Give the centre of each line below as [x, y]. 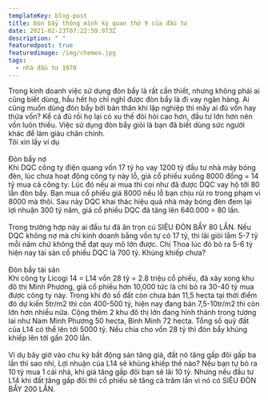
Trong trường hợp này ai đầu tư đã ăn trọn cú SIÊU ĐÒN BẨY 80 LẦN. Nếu [130, 227]
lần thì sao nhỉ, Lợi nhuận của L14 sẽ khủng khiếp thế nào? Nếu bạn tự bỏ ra [133, 363]
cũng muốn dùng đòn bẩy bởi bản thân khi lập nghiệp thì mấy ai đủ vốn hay [132, 107]
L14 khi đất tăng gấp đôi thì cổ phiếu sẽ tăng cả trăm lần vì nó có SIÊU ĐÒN [132, 380]
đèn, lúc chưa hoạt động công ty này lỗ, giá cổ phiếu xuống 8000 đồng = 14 [134, 176]
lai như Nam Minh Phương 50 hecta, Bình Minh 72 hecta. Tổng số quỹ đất [129, 321]
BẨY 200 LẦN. [32, 389]
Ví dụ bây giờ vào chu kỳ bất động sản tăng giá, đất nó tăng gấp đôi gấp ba [132, 354]
